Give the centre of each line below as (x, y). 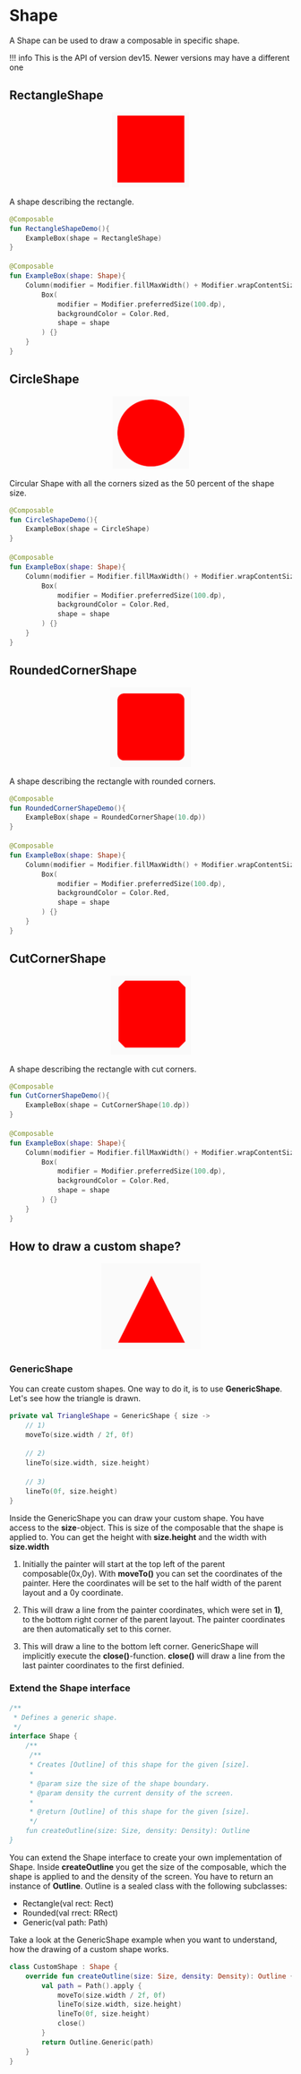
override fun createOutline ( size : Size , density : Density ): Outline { (160, 1976)
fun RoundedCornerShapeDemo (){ (68, 808)
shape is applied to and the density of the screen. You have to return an (141, 1876)
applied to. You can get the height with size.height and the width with (138, 1536)
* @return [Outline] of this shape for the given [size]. (140, 1812)
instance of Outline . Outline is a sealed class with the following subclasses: (148, 1886)
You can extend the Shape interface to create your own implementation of (146, 1857)
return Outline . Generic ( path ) (98, 2042)
